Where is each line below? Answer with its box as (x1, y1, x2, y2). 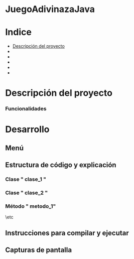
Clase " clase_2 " (5, 189, 48, 196)
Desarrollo (5, 124, 50, 135)
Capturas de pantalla (5, 246, 72, 254)
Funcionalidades (5, 105, 47, 112)
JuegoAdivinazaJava (5, 4, 95, 15)
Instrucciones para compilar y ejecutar (5, 228, 129, 237)
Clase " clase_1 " (5, 176, 47, 183)
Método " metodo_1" (5, 202, 56, 209)
